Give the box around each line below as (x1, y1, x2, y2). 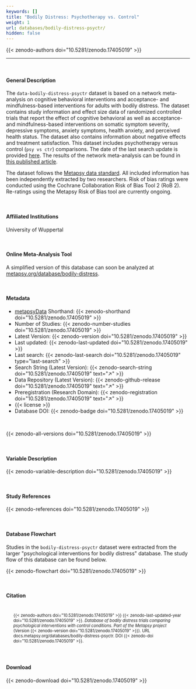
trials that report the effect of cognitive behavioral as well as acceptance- (6, 115, 183, 122)
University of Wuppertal (6, 226, 64, 233)
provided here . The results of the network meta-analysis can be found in (6, 152, 181, 159)
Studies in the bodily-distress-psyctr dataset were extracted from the (6, 543, 177, 551)
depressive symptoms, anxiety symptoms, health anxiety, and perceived (6, 127, 180, 134)
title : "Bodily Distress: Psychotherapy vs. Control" (6, 14, 140, 20)
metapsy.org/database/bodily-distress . (6, 270, 100, 277)
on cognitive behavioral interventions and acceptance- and (27, 96, 169, 103)
